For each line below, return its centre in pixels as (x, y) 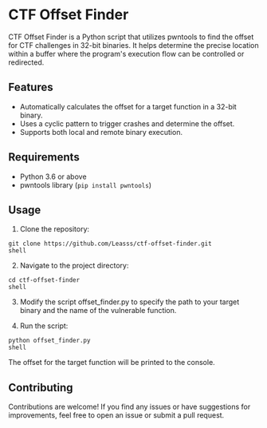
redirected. (26, 62)
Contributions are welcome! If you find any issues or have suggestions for (130, 407)
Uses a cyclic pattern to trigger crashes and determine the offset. (127, 123)
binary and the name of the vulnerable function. (98, 311)
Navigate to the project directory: (74, 266)
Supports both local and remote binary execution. (101, 132)
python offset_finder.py (49, 341)
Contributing (41, 388)
